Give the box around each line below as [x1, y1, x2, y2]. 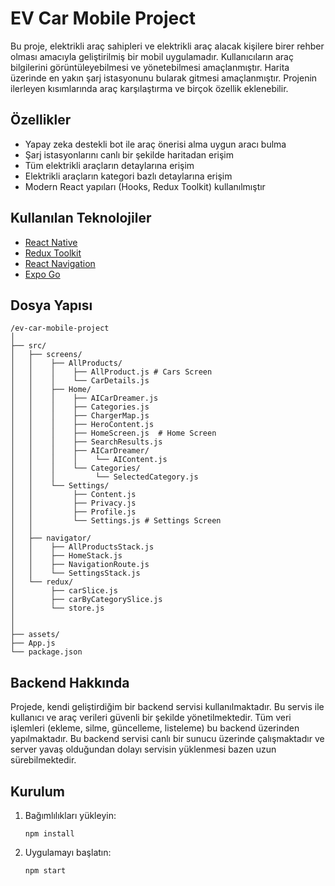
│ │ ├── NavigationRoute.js [10, 560, 150, 570]
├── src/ [10, 341, 47, 351]
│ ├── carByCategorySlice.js [10, 595, 163, 605]
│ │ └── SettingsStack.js [10, 568, 141, 579]
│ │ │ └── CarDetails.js [10, 376, 150, 386]
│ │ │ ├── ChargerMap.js [10, 411, 150, 421]
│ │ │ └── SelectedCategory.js [10, 472, 199, 482]
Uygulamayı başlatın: [24, 847, 112, 858]
